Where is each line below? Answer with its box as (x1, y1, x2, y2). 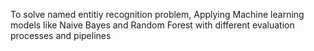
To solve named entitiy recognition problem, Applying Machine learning (10, 9, 305, 20)
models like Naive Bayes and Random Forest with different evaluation (10, 19, 295, 31)
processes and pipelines (10, 30, 112, 41)
